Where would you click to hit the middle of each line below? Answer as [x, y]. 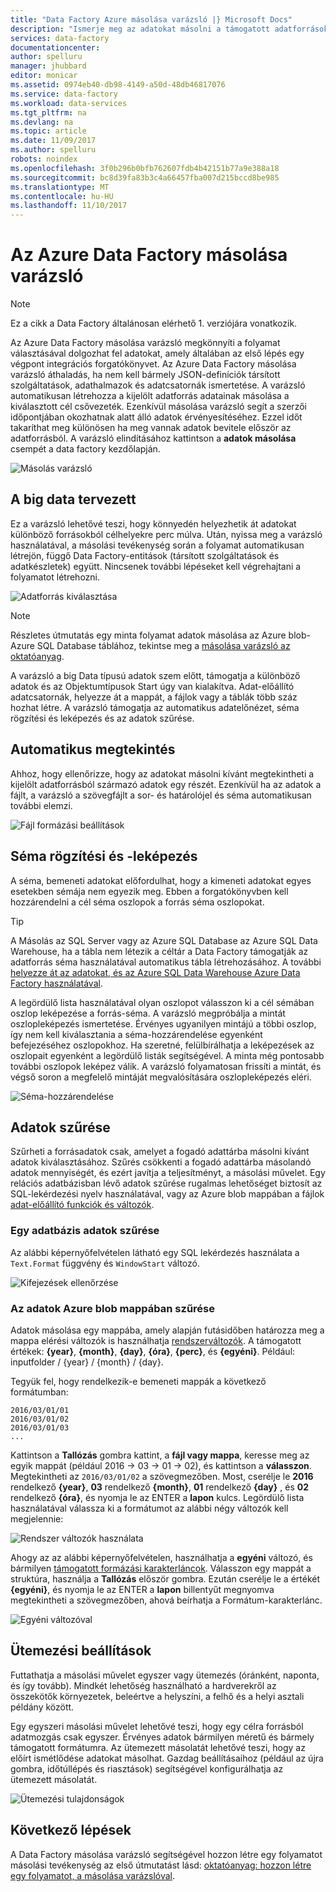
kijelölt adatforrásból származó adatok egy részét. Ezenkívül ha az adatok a [166, 784]
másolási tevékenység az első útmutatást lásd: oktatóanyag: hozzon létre [161, 1865]
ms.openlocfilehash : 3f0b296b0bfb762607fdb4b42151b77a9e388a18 [145, 168]
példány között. [42, 1707]
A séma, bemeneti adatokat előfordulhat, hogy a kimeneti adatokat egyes [161, 880]
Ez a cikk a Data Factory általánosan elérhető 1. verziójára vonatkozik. [154, 323]
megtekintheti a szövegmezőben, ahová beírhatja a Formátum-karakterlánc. [166, 1600]
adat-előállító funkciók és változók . [82, 1205]
